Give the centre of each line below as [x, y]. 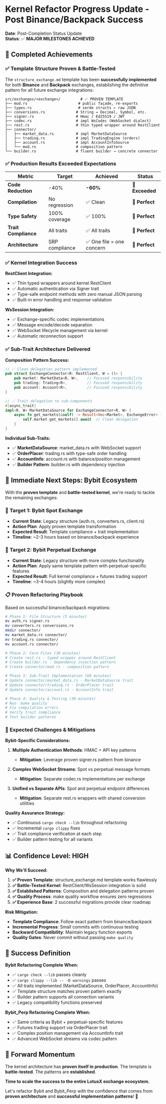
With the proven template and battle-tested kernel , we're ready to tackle [80, 492]
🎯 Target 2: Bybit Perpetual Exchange [51, 550]
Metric [25, 176]
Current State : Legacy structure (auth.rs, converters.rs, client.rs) [78, 521]
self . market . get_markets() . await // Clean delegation [81, 420]
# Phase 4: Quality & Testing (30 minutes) [51, 699]
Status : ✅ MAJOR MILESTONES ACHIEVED [50, 39]
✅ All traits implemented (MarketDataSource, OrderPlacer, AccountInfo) [85, 986]
